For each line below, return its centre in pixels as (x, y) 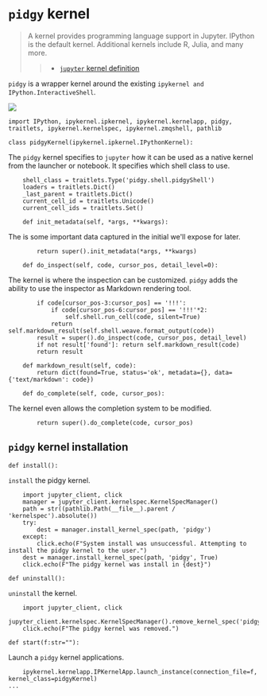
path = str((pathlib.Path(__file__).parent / (99, 509)
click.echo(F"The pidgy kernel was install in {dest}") (117, 564)
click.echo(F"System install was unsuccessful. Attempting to (142, 543)
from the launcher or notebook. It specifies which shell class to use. (119, 165)
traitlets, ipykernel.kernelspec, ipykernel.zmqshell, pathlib (115, 128)
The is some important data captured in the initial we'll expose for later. (124, 236)
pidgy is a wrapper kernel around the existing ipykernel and (106, 84)
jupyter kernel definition (99, 68)
